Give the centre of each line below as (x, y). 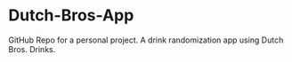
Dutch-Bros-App (71, 15)
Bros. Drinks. (32, 49)
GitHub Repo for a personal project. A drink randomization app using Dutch (146, 40)
